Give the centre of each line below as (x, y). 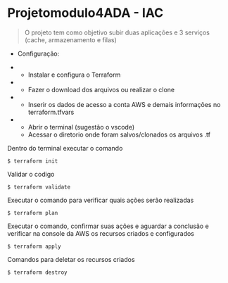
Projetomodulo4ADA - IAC (85, 13)
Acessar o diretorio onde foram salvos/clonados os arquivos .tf (119, 134)
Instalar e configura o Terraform (74, 75)
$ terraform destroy (38, 272)
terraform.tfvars (51, 112)
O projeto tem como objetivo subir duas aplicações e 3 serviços (117, 32)
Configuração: (38, 54)
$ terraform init (33, 161)
